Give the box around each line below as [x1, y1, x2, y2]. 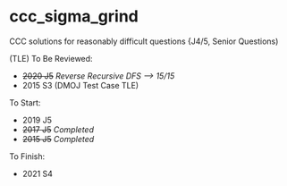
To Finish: [9, 150, 46, 162]
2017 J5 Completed [21, 123, 94, 135]
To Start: [9, 97, 41, 108]
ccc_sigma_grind [9, 6, 139, 27]
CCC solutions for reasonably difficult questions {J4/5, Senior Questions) [9, 36, 279, 46]
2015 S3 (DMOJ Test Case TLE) [21, 80, 139, 90]
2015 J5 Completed [21, 133, 95, 144]
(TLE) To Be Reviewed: [9, 53, 93, 63]
